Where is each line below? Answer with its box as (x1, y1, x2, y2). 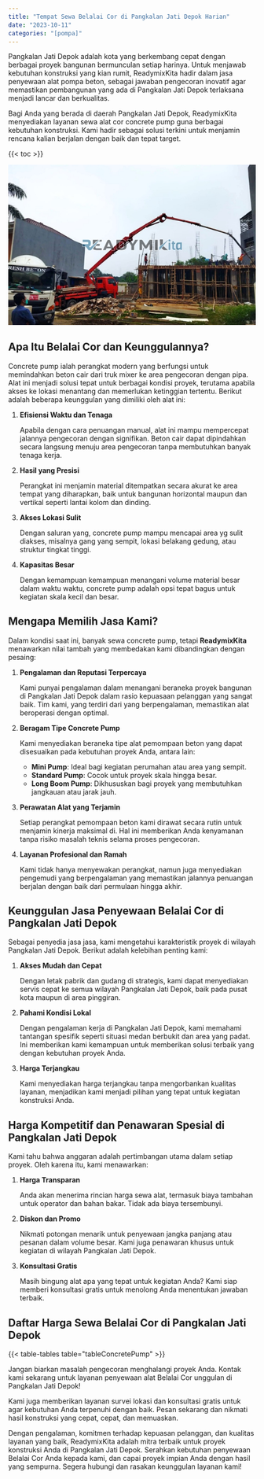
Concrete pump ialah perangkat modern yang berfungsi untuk (8, 361, 209, 371)
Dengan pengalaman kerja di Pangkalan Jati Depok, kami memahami (19, 1023, 242, 1033)
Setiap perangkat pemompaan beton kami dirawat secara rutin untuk (19, 817, 242, 827)
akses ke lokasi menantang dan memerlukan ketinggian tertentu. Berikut (8, 386, 242, 396)
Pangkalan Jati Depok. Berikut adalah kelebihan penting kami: (8, 946, 208, 955)
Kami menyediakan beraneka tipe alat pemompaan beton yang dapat (19, 738, 243, 747)
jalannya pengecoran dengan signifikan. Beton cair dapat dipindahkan (19, 433, 246, 443)
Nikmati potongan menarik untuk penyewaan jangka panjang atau (19, 1230, 233, 1239)
